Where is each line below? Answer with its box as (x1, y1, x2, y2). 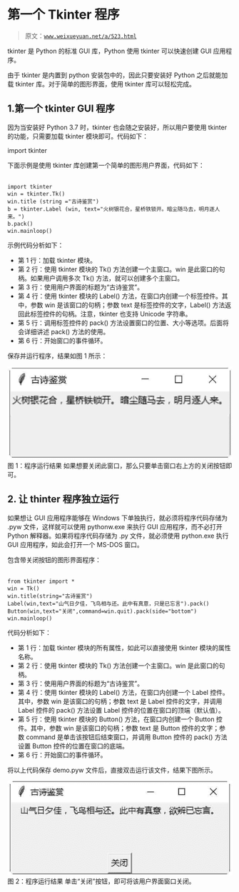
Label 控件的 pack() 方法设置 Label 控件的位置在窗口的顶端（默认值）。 (17, 706, 225, 714)
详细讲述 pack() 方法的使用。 (24, 327, 110, 336)
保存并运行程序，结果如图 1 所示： (7, 351, 108, 360)
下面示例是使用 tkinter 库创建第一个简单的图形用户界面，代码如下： (7, 161, 205, 169)
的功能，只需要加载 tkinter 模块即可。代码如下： (7, 131, 148, 140)
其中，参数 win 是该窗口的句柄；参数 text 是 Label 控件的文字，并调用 (17, 697, 223, 706)
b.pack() (7, 220, 34, 227)
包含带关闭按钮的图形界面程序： (7, 555, 101, 564)
